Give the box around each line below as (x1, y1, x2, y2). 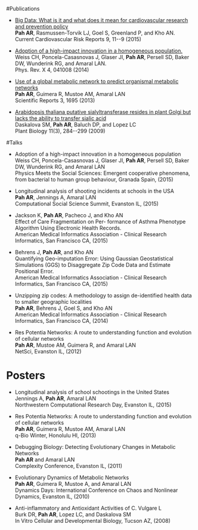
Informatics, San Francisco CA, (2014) (14, 318, 109, 324)
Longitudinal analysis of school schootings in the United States (14, 388, 170, 396)
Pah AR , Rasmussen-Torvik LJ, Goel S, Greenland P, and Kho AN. (14, 29, 175, 36)
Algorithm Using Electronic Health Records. (14, 224, 122, 232)
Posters (6, 369, 46, 383)
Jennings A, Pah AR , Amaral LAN (14, 395, 97, 402)
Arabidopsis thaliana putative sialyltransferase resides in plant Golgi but (14, 109, 191, 115)
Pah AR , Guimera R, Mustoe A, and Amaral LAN (14, 480, 131, 487)
